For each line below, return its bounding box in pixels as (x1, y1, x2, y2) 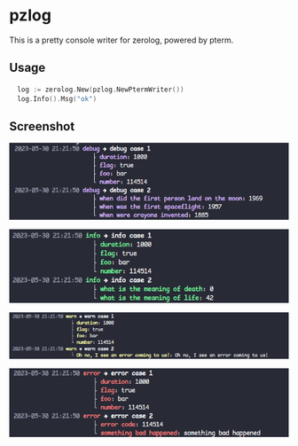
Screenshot (9, 119, 75, 134)
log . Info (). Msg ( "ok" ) (17, 94, 98, 103)
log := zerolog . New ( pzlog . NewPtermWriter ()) (17, 85, 184, 94)
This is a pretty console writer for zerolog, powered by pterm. (9, 35, 234, 45)
